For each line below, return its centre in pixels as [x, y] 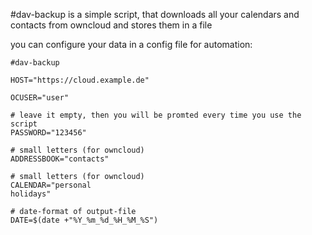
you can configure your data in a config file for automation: [131, 44]
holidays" [31, 194]
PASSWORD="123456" [48, 133]
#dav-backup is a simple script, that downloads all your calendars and [155, 14]
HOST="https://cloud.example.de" [80, 80]
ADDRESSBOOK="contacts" [60, 159]
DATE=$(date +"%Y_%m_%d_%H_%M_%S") [84, 220]
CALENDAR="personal [51, 185]
